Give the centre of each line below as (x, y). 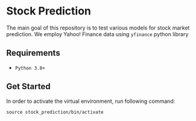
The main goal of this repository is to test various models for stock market (98, 28)
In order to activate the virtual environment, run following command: (91, 101)
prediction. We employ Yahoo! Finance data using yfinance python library (97, 34)
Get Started (28, 86)
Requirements (33, 53)
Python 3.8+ (30, 68)
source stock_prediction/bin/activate (55, 112)
